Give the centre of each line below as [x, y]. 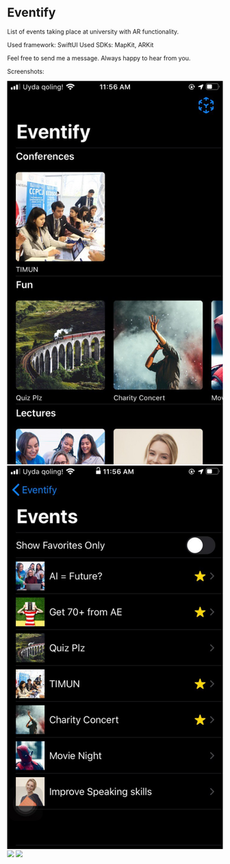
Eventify [31, 13]
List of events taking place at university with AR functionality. [93, 31]
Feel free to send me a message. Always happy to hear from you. [99, 58]
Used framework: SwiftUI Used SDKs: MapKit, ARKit [80, 45]
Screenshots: [26, 71]
